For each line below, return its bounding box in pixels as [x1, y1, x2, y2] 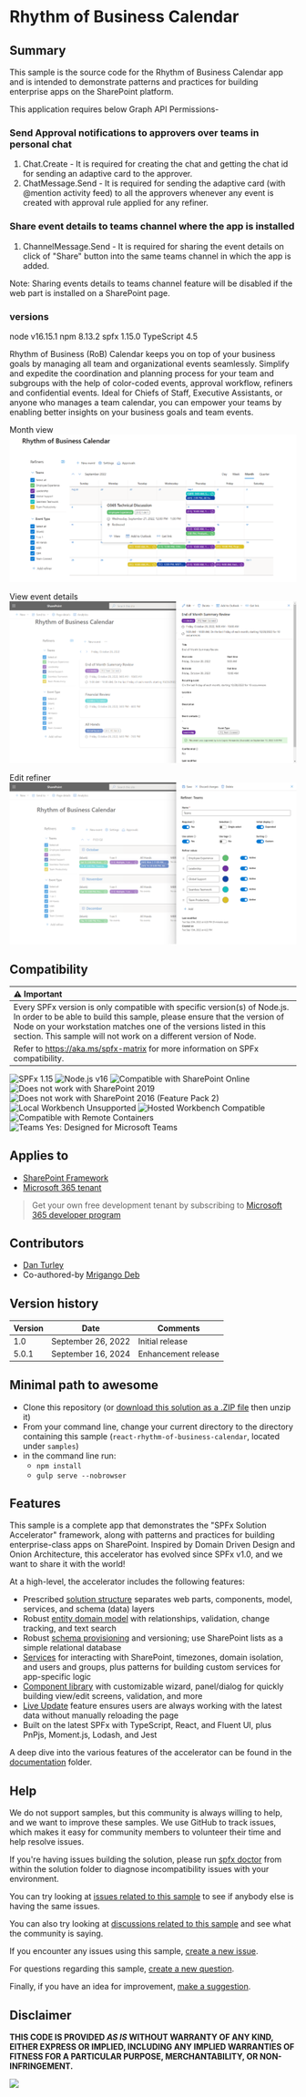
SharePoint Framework [22, 1172, 109, 1183]
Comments [158, 1323, 200, 1334]
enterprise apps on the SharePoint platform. [9, 87, 175, 97]
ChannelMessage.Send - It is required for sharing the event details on [22, 240, 285, 251]
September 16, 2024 [51, 1348, 130, 1359]
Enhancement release [138, 1348, 220, 1359]
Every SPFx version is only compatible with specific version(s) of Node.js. [13, 1002, 290, 1013]
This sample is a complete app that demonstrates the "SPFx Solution [9, 1519, 267, 1531]
